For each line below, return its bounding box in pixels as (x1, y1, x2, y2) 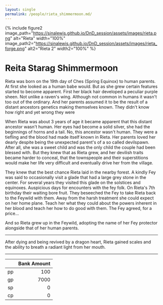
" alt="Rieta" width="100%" (10, 35, 65, 41)
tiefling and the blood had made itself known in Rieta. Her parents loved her (5, 134, 156, 140)
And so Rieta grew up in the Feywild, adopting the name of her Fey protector (5, 220, 158, 226)
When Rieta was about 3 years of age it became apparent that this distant (5, 119, 152, 125)
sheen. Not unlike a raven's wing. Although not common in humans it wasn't (5, 94, 157, 100)
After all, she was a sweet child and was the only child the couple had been (5, 144, 156, 150)
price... (5, 210, 19, 216)
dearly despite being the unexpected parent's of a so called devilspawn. (5, 139, 149, 145)
